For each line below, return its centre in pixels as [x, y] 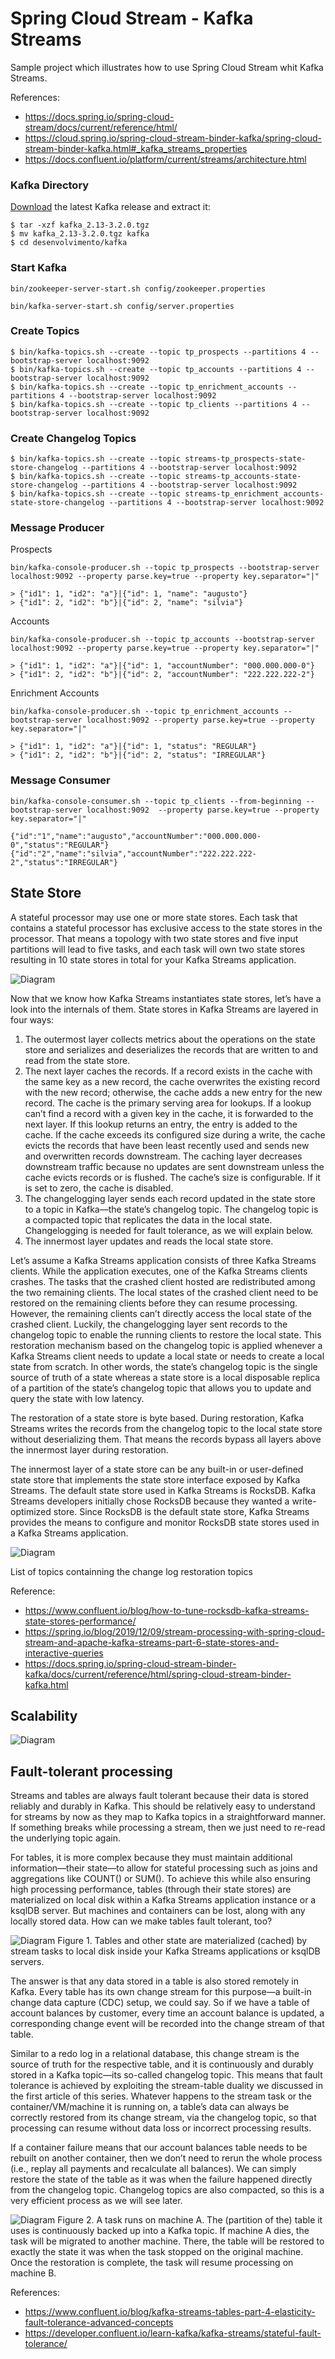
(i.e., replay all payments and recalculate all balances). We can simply [153, 2169]
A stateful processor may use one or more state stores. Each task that [154, 917]
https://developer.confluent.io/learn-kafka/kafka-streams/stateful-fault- [173, 2333]
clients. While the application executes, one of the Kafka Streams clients [159, 1271]
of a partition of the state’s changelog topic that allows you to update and [161, 1388]
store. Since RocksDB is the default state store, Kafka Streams [181, 1511]
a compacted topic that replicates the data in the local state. [148, 1219]
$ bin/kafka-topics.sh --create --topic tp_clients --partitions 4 [154, 404]
